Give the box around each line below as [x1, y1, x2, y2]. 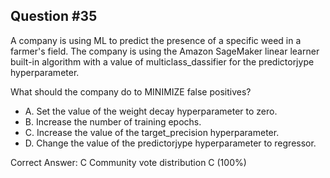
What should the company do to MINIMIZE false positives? [10, 85, 252, 98]
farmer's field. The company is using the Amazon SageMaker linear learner [10, 45, 320, 57]
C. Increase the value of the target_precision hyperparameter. [24, 126, 280, 138]
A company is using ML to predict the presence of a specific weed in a [10, 34, 302, 46]
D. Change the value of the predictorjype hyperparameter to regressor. [24, 137, 317, 149]
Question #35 [10, 8, 98, 25]
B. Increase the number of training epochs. [24, 115, 202, 128]
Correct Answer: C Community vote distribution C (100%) [10, 156, 247, 168]
